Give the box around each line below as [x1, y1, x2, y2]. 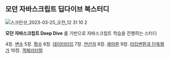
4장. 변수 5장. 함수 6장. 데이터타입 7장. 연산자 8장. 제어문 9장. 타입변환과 [5, 41, 151, 47]
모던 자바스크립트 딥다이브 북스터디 [5, 5, 110, 14]
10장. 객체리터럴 [10, 47, 43, 53]
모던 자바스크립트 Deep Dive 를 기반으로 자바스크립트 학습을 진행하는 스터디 [5, 30, 157, 36]
